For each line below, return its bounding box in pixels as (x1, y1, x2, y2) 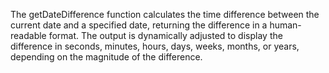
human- (269, 19, 302, 31)
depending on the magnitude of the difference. (10, 51, 203, 63)
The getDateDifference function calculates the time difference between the (10, 9, 320, 20)
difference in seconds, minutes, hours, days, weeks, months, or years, (10, 40, 300, 52)
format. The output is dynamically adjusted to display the (48, 30, 283, 41)
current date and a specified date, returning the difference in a (10, 19, 268, 31)
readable (10, 30, 47, 41)
